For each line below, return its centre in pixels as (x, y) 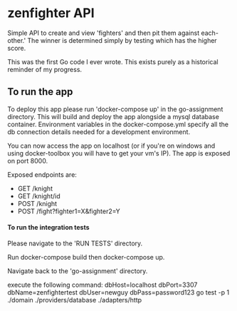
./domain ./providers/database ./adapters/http (75, 300)
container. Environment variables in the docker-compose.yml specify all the (118, 124)
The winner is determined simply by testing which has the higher (122, 40)
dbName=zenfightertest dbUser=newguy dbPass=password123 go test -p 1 (118, 292)
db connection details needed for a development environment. (99, 132)
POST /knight (37, 203)
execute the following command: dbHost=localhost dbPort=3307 (102, 285)
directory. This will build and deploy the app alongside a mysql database (113, 116)
